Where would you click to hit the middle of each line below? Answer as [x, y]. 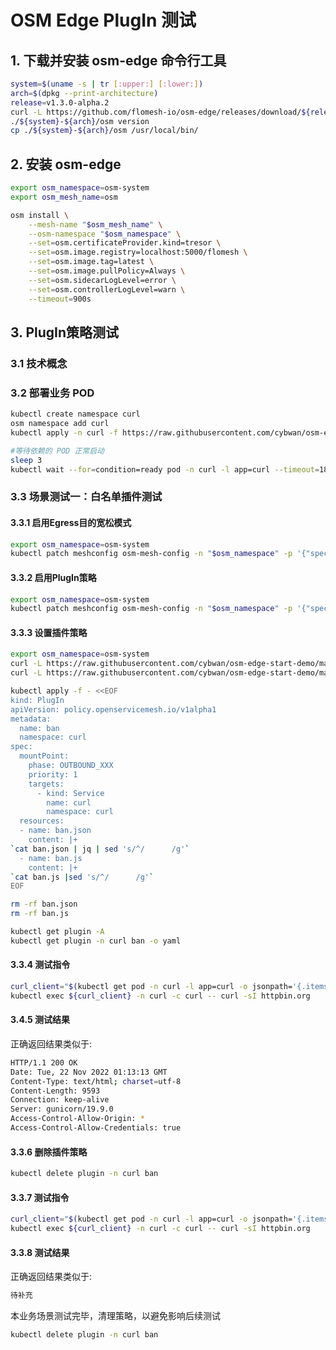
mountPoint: [44, 756]
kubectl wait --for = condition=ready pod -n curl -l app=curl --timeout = [165, 469]
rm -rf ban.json [44, 904]
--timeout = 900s [60, 299]
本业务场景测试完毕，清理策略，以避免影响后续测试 [115, 1316]
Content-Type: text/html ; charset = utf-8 [96, 1081]
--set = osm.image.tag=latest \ [91, 262]
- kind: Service [70, 793]
